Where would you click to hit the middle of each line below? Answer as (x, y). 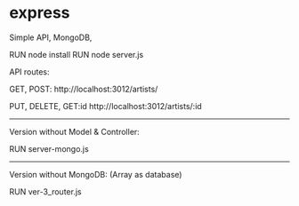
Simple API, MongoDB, (51, 37)
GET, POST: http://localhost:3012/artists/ (84, 89)
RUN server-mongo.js (49, 148)
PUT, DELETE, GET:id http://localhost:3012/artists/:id (105, 106)
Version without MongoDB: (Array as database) (96, 174)
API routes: (30, 71)
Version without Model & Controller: (74, 131)
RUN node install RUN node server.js (77, 54)
